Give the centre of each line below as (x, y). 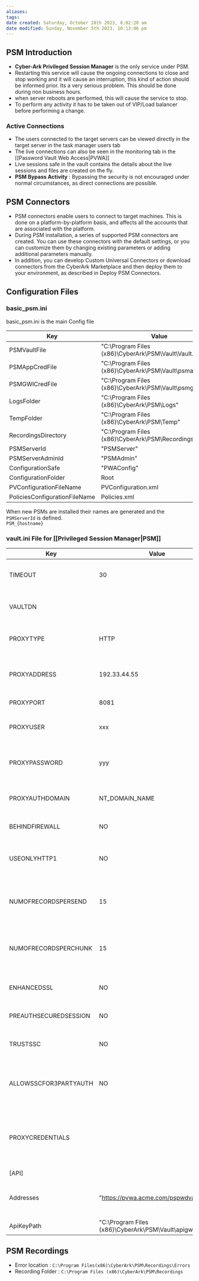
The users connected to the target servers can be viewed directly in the (102, 139)
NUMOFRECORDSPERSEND (48, 902)
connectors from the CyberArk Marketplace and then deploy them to (98, 267)
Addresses (24, 1198)
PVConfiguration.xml (130, 487)
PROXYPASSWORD (36, 763)
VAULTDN (23, 607)
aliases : (17, 12)
